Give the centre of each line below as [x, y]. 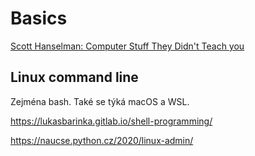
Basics [39, 18]
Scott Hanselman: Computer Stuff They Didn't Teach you [127, 46]
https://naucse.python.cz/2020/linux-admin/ [102, 140]
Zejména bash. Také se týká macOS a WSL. [100, 101]
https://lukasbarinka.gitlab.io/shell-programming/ [111, 121]
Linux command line [74, 77]
